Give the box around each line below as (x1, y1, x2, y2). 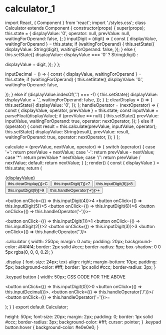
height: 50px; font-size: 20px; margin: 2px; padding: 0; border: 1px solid (5, 313, 153, 319)
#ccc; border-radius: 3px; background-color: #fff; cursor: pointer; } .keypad (5, 319, 161, 325)
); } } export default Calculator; (5, 304, 68, 310)
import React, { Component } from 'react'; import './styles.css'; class (5, 20, 146, 26)
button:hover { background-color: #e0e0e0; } (5, 324, 99, 330)
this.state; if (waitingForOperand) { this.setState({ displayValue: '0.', (5, 76, 144, 82)
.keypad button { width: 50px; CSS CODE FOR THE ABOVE (5, 274, 126, 280)
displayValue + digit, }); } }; (5, 61, 61, 67)
